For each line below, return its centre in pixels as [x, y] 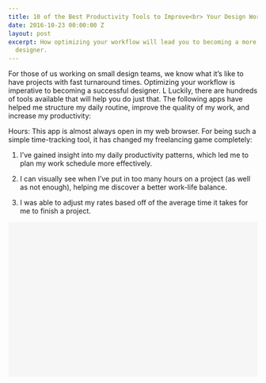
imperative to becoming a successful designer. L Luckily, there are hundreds [133, 90]
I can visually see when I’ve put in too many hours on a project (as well [135, 179]
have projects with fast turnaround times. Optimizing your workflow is [122, 82]
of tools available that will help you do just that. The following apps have [125, 99]
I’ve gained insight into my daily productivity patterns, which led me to [134, 155]
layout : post [30, 33]
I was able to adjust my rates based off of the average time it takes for [134, 203]
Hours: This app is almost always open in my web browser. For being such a [132, 132]
